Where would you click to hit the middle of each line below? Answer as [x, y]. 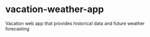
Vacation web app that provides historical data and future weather [75, 23]
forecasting [17, 28]
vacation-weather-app [55, 9]
